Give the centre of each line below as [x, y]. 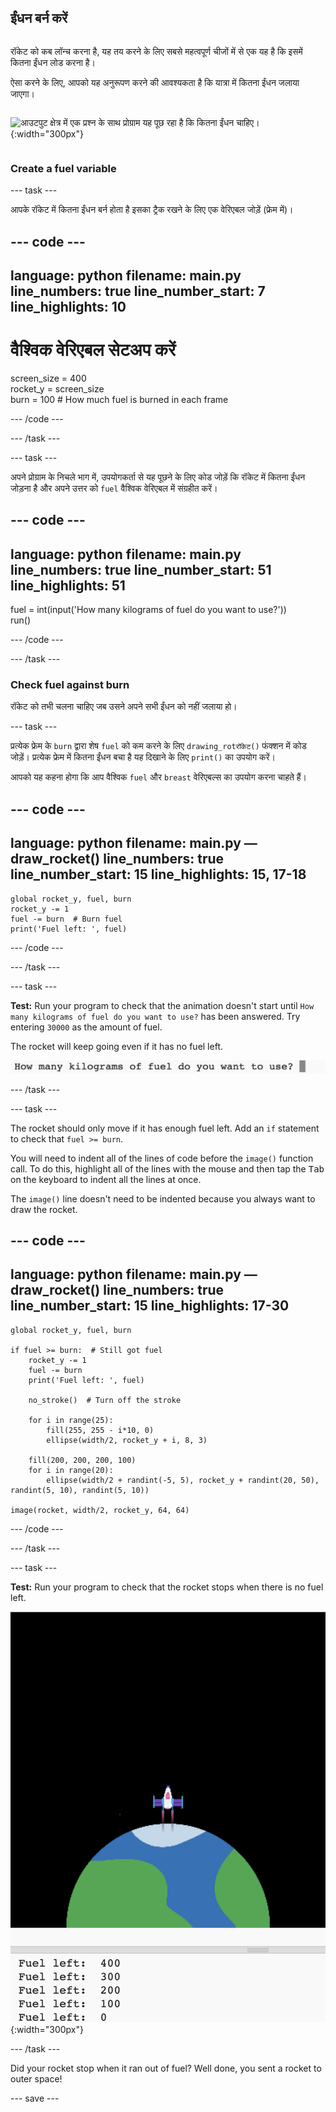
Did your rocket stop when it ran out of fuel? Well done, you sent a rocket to [166, 2068]
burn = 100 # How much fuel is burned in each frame [119, 399]
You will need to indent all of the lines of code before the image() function [162, 1158]
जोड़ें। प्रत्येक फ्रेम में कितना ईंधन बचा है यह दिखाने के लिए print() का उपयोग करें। [143, 757]
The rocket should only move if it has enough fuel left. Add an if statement [165, 1128]
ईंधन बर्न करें [39, 18]
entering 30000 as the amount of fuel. [86, 1027]
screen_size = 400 [48, 378]
